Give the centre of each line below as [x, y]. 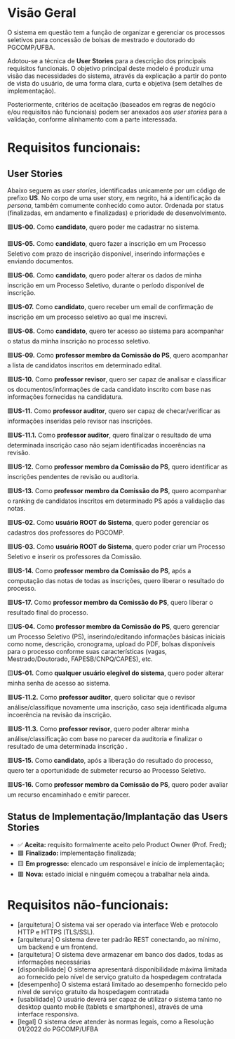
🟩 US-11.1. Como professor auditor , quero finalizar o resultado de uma [109, 435]
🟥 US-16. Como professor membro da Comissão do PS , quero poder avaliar [118, 784]
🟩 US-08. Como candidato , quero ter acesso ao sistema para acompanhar [116, 331]
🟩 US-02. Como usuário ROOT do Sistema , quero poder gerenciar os [108, 522]
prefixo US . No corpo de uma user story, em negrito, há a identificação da [114, 197]
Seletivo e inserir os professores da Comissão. [74, 556]
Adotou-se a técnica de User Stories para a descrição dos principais [107, 60]
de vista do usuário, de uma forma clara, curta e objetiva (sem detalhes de [115, 83]
